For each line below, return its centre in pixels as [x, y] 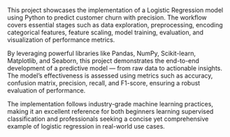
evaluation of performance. [46, 91]
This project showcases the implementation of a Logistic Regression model [115, 10]
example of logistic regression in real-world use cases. [86, 126]
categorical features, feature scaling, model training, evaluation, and [106, 32]
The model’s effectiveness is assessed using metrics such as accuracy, [110, 75]
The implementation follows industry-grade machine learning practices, [110, 104]
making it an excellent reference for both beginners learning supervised [110, 111]
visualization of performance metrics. [61, 40]
